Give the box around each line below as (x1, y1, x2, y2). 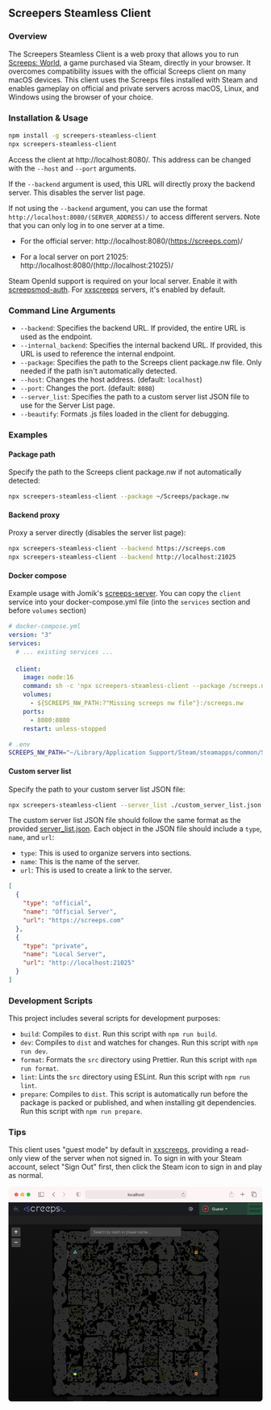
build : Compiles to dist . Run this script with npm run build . (19, 1029, 218, 1039)
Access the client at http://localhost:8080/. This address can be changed (8, 154, 252, 164)
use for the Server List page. (19, 400, 115, 411)
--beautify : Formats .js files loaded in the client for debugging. (19, 409, 230, 419)
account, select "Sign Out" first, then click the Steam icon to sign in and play (8, 1162, 262, 1171)
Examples (8, 428, 48, 440)
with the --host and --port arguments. (8, 163, 137, 173)
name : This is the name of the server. (19, 857, 140, 867)
